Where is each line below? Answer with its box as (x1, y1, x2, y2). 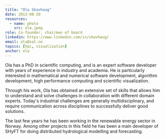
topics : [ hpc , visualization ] (5, 44, 67, 49)
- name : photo (9, 21, 38, 26)
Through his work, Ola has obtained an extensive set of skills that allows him (5, 87, 160, 93)
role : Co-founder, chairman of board (5, 30, 83, 35)
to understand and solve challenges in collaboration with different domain (5, 92, 155, 99)
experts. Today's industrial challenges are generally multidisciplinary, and (5, 98, 154, 104)
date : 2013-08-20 (5, 12, 41, 17)
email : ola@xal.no (5, 39, 43, 44)
